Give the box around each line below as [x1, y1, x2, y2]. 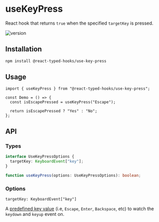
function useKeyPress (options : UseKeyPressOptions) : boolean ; [5, 173, 141, 178]
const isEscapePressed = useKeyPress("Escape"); [10, 99, 116, 105]
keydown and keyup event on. [5, 211, 65, 217]
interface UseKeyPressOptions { [5, 154, 74, 159]
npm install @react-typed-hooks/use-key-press [5, 58, 107, 64]
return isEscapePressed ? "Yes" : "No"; [10, 109, 97, 114]
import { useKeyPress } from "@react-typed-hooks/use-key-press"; [5, 86, 150, 91]
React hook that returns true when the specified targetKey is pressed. [5, 20, 154, 26]
